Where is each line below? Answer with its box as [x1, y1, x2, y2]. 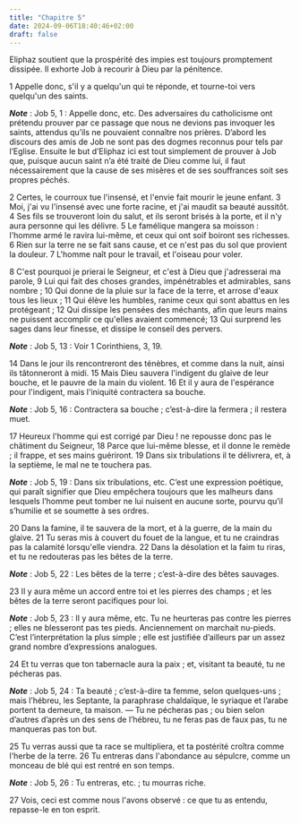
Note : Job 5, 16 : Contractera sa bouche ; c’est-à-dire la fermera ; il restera [9, 404, 287, 415]
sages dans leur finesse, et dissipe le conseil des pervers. [9, 323, 223, 334]
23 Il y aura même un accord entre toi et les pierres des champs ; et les [9, 586, 272, 597]
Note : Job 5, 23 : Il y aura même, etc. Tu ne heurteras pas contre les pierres [9, 613, 292, 623]
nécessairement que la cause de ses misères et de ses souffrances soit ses [9, 165, 288, 176]
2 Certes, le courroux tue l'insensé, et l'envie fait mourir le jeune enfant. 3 [9, 192, 281, 202]
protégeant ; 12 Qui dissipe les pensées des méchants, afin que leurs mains [9, 305, 288, 315]
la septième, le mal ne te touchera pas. [9, 459, 152, 470]
